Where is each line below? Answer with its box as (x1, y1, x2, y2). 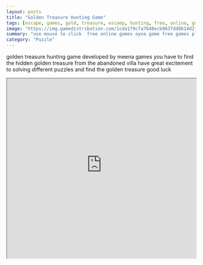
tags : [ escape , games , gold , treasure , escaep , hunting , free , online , (6, 20, 189, 26)
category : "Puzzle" (6, 37, 55, 43)
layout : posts (6, 8, 42, 15)
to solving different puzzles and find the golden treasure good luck (6, 66, 171, 73)
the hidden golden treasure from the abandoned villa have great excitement (6, 59, 193, 67)
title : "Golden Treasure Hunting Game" (6, 14, 106, 20)
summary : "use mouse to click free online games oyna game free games (6, 31, 189, 37)
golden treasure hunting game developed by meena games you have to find (6, 53, 194, 60)
